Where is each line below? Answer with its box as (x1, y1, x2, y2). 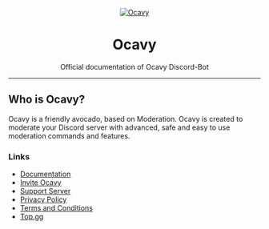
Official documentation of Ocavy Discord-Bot (59, 62, 210, 71)
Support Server (19, 187, 71, 196)
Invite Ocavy (19, 178, 62, 187)
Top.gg (19, 212, 44, 222)
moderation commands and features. (8, 131, 130, 140)
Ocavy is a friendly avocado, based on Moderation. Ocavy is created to (8, 114, 243, 123)
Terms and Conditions (19, 203, 94, 213)
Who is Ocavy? (8, 93, 86, 106)
